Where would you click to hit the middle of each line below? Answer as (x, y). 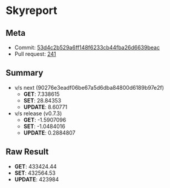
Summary (25, 73)
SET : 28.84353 (42, 100)
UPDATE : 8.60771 (45, 107)
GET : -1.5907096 (45, 119)
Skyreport (32, 11)
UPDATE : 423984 (37, 179)
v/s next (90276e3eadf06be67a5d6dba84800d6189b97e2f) (89, 87)
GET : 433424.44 (35, 166)
